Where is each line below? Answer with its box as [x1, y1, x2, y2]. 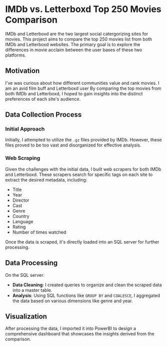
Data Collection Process [5, 110, 82, 119]
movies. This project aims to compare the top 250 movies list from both [5, 36, 152, 42]
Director [12, 197, 29, 203]
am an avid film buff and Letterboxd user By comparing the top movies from [5, 85, 161, 91]
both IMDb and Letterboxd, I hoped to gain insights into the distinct [5, 90, 143, 96]
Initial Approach [5, 125, 45, 132]
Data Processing [5, 259, 58, 267]
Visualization [5, 312, 47, 320]
